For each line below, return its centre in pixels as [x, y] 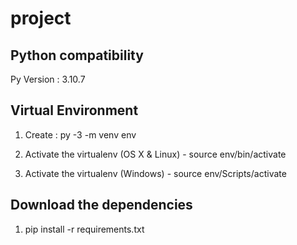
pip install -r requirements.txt [84, 229]
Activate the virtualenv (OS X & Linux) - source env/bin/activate [155, 154]
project [41, 18]
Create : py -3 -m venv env [80, 134]
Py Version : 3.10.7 [48, 79]
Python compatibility [77, 55]
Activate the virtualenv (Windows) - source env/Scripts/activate [155, 173]
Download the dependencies [101, 205]
